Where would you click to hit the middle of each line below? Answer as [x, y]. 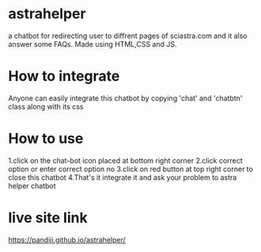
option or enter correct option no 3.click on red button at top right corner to [130, 169]
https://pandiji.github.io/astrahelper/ [67, 239]
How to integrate [64, 76]
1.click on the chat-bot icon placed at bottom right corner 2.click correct [125, 160]
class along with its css [46, 106]
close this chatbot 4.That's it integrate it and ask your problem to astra [123, 177]
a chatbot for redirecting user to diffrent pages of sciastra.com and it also [128, 36]
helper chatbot [32, 185]
